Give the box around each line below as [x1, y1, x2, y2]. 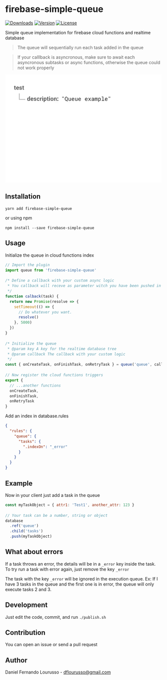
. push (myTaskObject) [9, 534, 52, 539]
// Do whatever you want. [18, 309, 72, 314]
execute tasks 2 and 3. [5, 586, 52, 592]
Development [5, 601, 48, 609]
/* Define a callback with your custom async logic [5, 278, 114, 283]
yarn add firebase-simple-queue [5, 206, 72, 211]
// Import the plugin [5, 262, 50, 267]
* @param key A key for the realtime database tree [7, 346, 117, 351]
